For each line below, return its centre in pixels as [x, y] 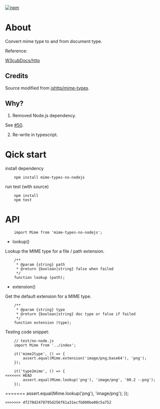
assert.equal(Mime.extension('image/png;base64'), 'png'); [85, 359]
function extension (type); [43, 323]
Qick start [26, 155]
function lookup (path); [40, 278]
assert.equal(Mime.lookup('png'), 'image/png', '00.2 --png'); [89, 380]
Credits [17, 76]
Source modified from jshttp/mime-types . [47, 88]
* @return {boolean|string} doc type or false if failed [76, 314]
